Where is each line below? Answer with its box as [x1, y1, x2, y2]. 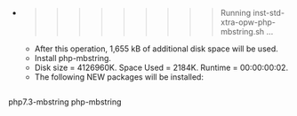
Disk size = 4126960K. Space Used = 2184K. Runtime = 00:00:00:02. [34, 62, 289, 73]
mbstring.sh [220, 27, 265, 36]
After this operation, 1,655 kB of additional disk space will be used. [34, 43, 279, 54]
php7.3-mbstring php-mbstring [8, 97, 122, 107]
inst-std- [252, 8, 285, 18]
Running [220, 8, 252, 18]
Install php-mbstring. [34, 53, 112, 63]
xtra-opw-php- [220, 17, 277, 27]
